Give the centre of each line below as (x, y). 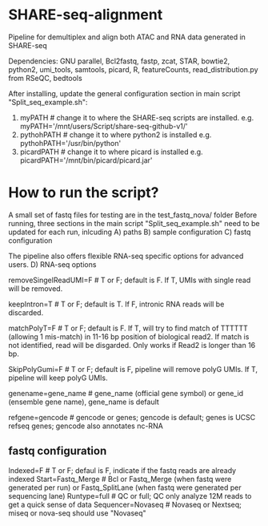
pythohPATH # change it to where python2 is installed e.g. (116, 135)
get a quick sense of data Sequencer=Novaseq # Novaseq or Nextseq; (125, 504)
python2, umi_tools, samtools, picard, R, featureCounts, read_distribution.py (133, 69)
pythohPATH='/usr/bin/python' (70, 143)
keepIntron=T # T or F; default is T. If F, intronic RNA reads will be (116, 304)
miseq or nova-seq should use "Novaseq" (77, 513)
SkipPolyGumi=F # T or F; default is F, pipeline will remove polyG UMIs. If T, (133, 369)
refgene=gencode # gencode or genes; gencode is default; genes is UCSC (132, 417)
